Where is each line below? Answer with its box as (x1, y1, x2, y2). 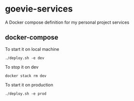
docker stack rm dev (5, 73, 47, 78)
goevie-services (5, 3, 73, 14)
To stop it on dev (5, 64, 39, 70)
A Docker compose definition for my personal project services (5, 19, 130, 25)
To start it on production (5, 82, 53, 87)
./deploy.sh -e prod (5, 91, 47, 96)
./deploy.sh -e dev (5, 56, 45, 60)
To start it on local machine (5, 46, 60, 52)
